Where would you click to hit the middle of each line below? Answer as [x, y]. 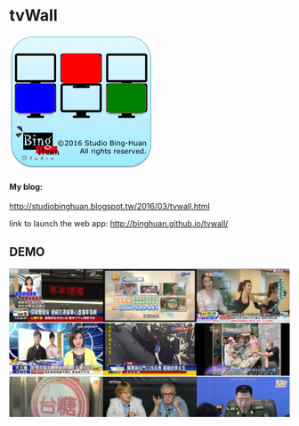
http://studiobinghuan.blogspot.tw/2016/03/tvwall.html [110, 207]
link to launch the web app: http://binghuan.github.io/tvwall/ [119, 224]
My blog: [26, 186]
